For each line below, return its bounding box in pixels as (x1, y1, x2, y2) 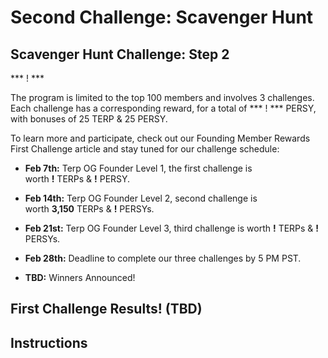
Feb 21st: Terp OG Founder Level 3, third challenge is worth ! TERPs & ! (24, 222, 320, 234)
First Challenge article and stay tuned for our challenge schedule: (10, 143, 280, 155)
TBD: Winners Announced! (24, 272, 136, 283)
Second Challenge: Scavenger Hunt (10, 6, 314, 29)
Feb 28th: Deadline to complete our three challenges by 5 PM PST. (24, 252, 302, 264)
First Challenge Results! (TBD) (10, 301, 203, 318)
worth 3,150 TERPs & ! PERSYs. (24, 203, 155, 215)
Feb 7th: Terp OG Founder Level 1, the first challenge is (24, 162, 253, 174)
